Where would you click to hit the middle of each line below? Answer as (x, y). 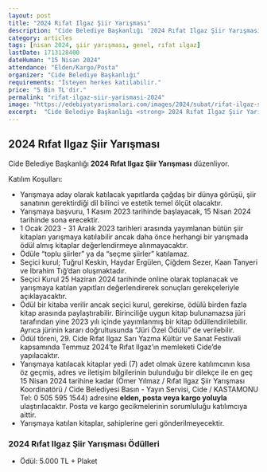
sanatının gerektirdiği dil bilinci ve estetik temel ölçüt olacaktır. (121, 203)
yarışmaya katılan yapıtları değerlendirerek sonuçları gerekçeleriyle (130, 287)
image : (19, 104)
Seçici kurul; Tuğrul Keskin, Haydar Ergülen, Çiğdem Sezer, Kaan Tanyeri (139, 262)
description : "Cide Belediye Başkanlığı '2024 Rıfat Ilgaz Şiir (117, 30)
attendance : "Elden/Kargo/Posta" (64, 68)
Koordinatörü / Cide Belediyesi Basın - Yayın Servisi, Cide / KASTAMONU (139, 389)
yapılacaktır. (39, 355)
